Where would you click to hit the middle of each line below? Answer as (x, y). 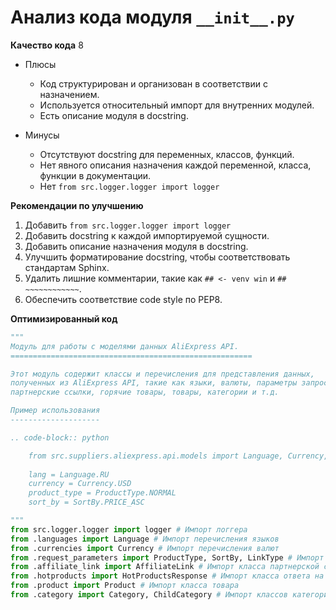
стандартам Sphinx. (67, 267)
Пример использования (55, 411)
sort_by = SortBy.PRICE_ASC (86, 502)
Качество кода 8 (47, 45)
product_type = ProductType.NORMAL (102, 493)
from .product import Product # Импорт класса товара (125, 586)
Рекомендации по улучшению (77, 205)
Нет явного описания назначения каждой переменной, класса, (175, 165)
